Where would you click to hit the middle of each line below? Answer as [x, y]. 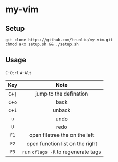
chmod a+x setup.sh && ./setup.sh [42, 44]
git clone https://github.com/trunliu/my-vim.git [59, 40]
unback [62, 110]
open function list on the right [62, 143]
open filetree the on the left [62, 135]
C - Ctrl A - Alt [18, 72]
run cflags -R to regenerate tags [62, 152]
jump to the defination [62, 94]
